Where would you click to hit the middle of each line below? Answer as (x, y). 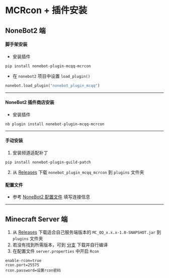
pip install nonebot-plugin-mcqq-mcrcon (48, 66)
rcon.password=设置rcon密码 (33, 270)
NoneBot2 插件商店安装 (30, 102)
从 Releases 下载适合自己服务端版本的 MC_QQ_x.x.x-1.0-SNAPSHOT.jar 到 (87, 232)
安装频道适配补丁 (30, 153)
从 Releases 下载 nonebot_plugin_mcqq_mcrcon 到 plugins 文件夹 (78, 173)
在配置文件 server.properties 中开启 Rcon (56, 251)
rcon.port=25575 (22, 265)
